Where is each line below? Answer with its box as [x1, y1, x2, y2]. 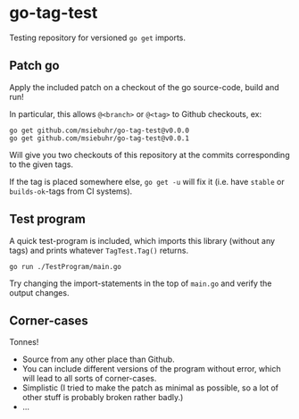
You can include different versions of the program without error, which [21, 364, 281, 374]
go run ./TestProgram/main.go [9, 262, 122, 271]
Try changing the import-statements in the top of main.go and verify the [9, 278, 272, 289]
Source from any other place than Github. [21, 354, 176, 365]
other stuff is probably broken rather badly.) [21, 392, 184, 403]
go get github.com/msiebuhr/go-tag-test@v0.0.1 [9, 133, 190, 143]
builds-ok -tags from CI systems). [9, 186, 133, 197]
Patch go [9, 58, 60, 73]
